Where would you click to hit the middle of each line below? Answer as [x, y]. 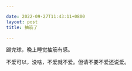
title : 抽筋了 [22, 27]
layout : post [22, 22]
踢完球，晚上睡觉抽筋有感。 [40, 49]
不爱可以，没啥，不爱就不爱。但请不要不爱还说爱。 [68, 62]
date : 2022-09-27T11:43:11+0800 [45, 16]
